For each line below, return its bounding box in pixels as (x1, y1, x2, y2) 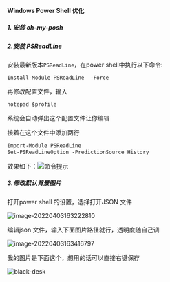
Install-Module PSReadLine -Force (7, 74, 109, 81)
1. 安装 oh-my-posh (7, 23, 63, 32)
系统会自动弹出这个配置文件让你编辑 (7, 113, 110, 122)
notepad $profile (7, 100, 57, 108)
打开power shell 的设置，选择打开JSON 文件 (7, 197, 133, 206)
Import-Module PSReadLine (7, 142, 81, 149)
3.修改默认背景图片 (7, 179, 62, 187)
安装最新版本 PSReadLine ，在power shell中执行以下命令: (7, 61, 163, 69)
